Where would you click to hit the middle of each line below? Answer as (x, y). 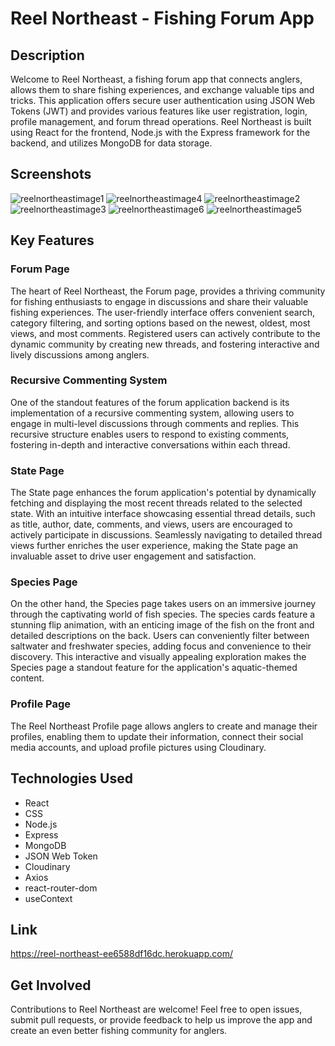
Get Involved (51, 985)
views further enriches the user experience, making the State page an (154, 546)
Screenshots (51, 174)
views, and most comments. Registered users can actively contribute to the (165, 333)
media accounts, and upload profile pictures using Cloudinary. (138, 747)
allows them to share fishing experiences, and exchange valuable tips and (162, 90)
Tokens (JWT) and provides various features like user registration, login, (159, 111)
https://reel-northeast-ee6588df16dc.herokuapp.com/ (121, 954)
